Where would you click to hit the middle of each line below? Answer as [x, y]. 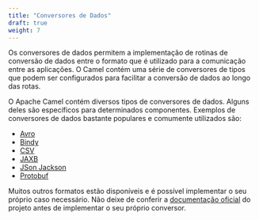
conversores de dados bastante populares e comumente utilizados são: [125, 119]
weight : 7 [25, 30]
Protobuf [34, 176]
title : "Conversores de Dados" [60, 15]
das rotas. [25, 86]
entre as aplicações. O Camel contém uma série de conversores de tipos [127, 70]
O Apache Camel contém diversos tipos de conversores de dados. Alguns [129, 102]
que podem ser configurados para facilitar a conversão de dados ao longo [129, 78]
